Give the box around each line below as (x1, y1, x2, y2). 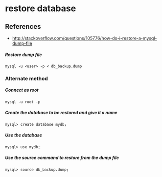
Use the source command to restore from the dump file (5, 155, 119, 161)
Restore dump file (5, 52, 42, 58)
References (5, 22, 41, 31)
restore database (5, 3, 76, 14)
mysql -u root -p (5, 99, 41, 104)
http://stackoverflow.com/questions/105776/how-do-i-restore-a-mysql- (12, 35, 158, 41)
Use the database (5, 132, 43, 138)
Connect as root (5, 87, 39, 93)
